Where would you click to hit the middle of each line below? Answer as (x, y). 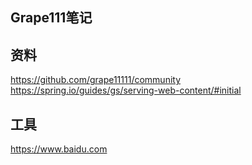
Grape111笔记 (51, 18)
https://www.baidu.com (59, 149)
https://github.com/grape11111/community (96, 80)
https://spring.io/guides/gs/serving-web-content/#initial (126, 90)
